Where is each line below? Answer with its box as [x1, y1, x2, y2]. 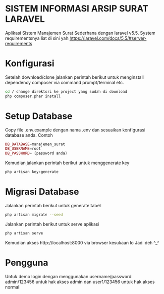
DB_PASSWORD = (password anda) [5, 151, 68, 156]
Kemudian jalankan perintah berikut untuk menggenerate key [5, 160, 130, 166]
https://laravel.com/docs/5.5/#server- [69, 35, 147, 41]
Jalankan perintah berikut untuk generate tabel [5, 203, 101, 208]
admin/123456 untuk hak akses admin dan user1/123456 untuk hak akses [5, 279, 155, 285]
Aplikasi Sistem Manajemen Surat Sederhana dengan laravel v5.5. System [5, 30, 156, 36]
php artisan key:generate [5, 170, 58, 175]
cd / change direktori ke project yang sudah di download [5, 89, 127, 94]
